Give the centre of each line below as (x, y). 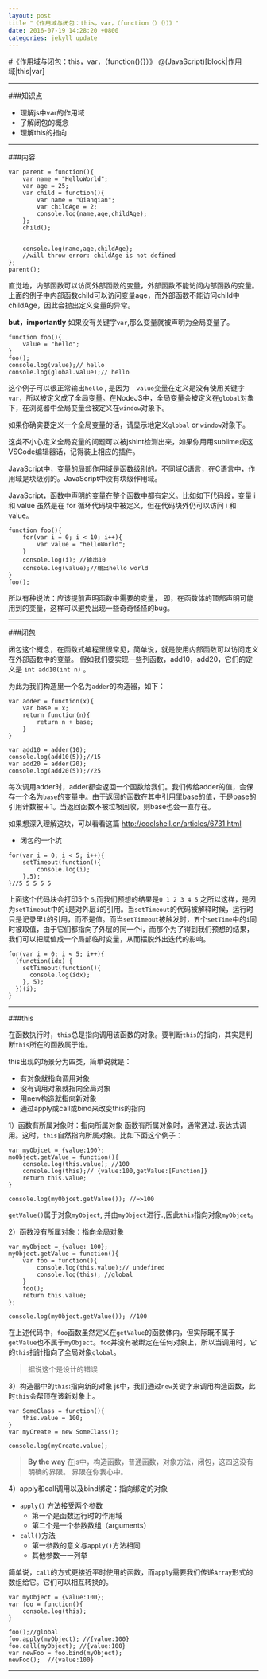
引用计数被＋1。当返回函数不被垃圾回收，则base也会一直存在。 (112, 807)
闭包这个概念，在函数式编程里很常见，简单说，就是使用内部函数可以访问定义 (133, 649)
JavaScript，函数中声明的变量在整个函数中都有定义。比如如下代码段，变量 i (132, 495)
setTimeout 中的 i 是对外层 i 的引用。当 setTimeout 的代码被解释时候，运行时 (135, 910)
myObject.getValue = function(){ (64, 1254)
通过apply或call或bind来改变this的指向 (82, 1109)
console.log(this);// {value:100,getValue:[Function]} (115, 1172)
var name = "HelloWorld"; (66, 179)
